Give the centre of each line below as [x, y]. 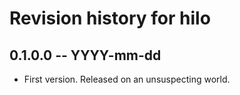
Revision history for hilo [110, 18]
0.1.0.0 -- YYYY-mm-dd [85, 55]
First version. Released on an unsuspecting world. [127, 79]
